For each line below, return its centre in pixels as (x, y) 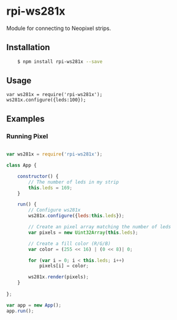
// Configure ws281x (55, 210)
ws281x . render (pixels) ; (58, 277)
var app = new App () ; (34, 305)
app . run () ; (20, 311)
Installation (28, 47)
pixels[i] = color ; (64, 266)
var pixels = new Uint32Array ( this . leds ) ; (83, 233)
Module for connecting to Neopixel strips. (59, 28)
